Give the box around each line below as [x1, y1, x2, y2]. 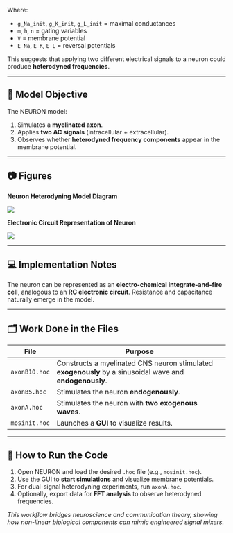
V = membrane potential [17, 34, 85, 42]
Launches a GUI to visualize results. [56, 419, 173, 428]
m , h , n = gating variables [17, 27, 87, 35]
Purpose [125, 347, 154, 356]
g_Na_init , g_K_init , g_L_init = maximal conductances [17, 19, 176, 27]
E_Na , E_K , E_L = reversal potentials [17, 42, 116, 49]
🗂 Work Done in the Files [7, 322, 119, 335]
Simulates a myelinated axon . [17, 121, 103, 129]
